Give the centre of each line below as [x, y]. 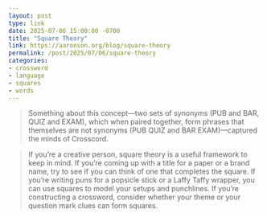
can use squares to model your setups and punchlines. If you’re [133, 189]
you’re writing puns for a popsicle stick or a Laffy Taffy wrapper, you [142, 180]
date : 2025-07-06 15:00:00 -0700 [64, 31]
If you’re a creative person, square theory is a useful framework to [138, 154]
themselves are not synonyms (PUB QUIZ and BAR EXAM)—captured [142, 130]
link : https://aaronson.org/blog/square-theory [90, 46]
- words [21, 90]
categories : [28, 61]
